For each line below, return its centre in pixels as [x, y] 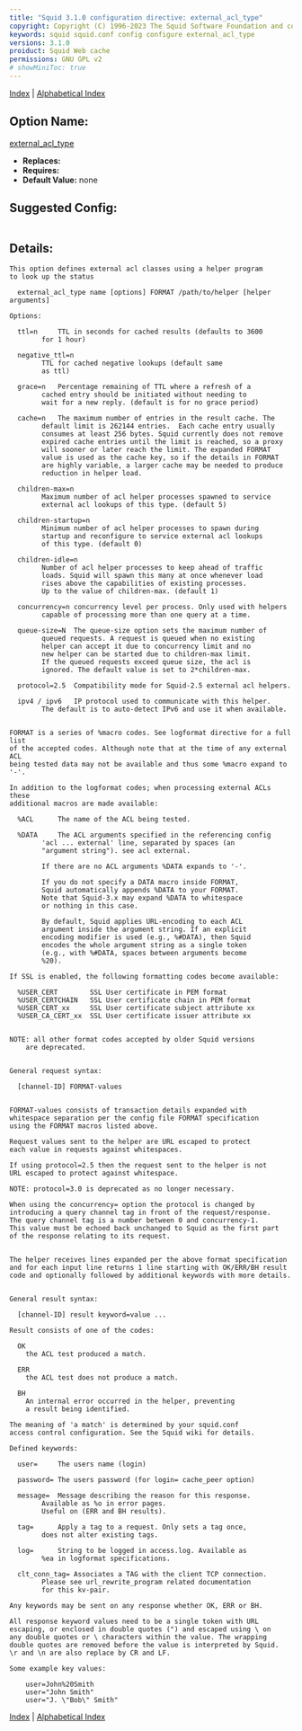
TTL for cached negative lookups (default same [132, 364]
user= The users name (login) [82, 1465]
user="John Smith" [60, 1692]
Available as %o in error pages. [104, 1504]
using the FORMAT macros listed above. [84, 1126]
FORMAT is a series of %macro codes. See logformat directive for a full [151, 733]
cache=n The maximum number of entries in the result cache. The [147, 419]
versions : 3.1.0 [40, 43]
